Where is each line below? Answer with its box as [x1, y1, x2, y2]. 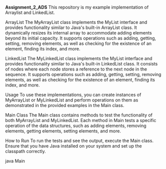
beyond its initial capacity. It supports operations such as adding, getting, [5, 35, 156, 41]
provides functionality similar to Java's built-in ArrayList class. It [5, 24, 137, 30]
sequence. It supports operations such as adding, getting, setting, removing [5, 71, 161, 77]
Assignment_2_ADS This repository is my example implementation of [5, 4, 149, 10]
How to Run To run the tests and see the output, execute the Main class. [5, 137, 154, 143]
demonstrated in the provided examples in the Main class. [5, 102, 124, 108]
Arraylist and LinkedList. [5, 9, 55, 15]
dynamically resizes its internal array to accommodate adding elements [5, 30, 152, 35]
